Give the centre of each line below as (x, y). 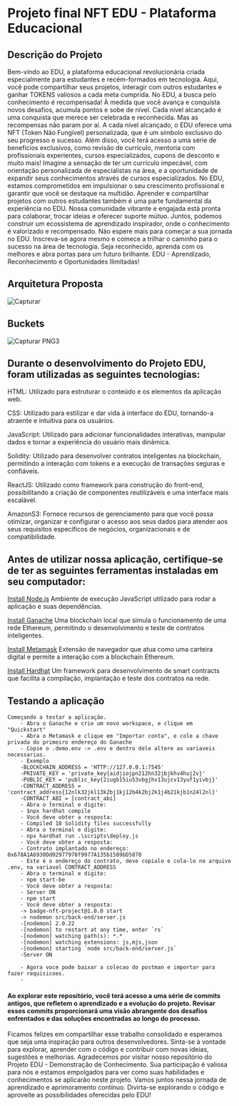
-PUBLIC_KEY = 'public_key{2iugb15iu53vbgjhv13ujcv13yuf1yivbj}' (119, 780)
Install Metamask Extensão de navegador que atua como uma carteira (110, 649)
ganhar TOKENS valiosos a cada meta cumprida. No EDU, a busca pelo (112, 95)
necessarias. (27, 755)
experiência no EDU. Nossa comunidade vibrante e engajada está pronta (114, 208)
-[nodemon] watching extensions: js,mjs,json (89, 942)
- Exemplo (35, 761)
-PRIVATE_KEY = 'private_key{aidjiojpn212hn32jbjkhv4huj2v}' (113, 774)
